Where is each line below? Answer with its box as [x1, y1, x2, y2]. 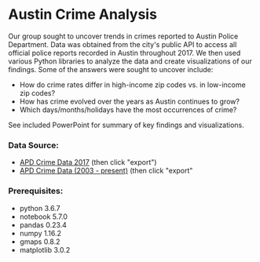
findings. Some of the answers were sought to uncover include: [8, 64, 214, 74]
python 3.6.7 [19, 203, 60, 213]
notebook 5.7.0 [19, 212, 68, 221]
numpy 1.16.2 [19, 228, 61, 238]
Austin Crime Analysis [8, 5, 157, 24]
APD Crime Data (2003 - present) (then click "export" [19, 166, 193, 176]
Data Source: [8, 140, 59, 151]
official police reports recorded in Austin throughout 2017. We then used [8, 48, 241, 57]
